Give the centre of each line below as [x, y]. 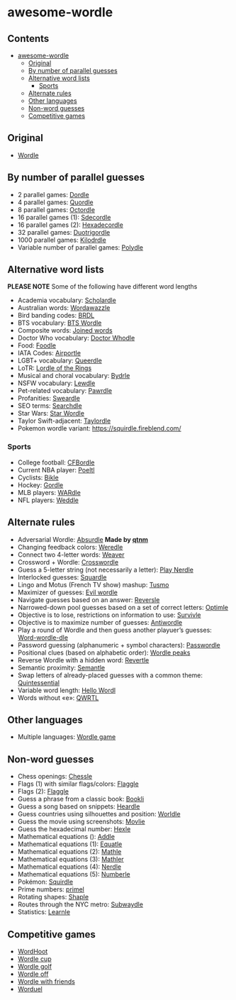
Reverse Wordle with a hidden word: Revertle [83, 660]
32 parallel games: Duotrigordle [64, 232]
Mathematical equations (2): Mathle [69, 852]
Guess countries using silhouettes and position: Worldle [99, 814]
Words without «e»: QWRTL [58, 698]
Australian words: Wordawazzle [64, 308]
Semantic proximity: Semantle [61, 667]
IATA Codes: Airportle [49, 353]
